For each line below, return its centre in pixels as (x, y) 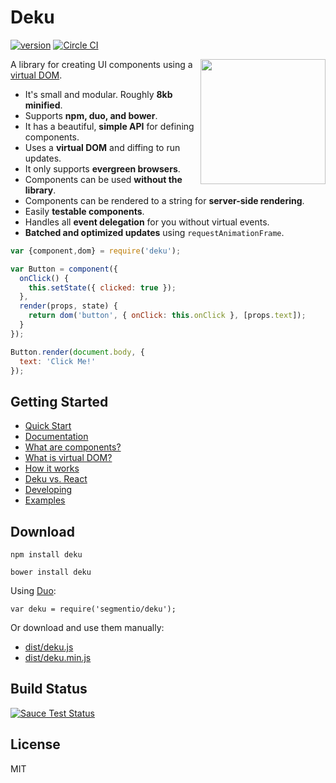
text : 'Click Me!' (58, 361)
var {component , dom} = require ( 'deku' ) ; (96, 251)
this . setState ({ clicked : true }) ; (102, 287)
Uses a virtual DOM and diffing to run (102, 147)
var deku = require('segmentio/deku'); (93, 609)
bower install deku (51, 572)
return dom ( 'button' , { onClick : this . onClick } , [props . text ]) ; (167, 316)
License (35, 744)
